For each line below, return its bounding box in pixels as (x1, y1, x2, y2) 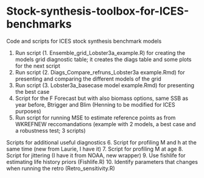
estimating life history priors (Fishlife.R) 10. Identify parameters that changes (6, 158, 198, 165)
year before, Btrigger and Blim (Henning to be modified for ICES (15, 101, 175, 108)
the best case (15, 88, 50, 95)
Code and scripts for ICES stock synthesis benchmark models (6, 37, 162, 44)
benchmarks (6, 17, 72, 31)
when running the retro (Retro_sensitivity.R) (6, 165, 116, 172)
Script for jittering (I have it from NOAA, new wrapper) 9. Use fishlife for (6, 151, 186, 159)
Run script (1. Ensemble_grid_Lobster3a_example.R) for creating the (15, 49, 186, 56)
